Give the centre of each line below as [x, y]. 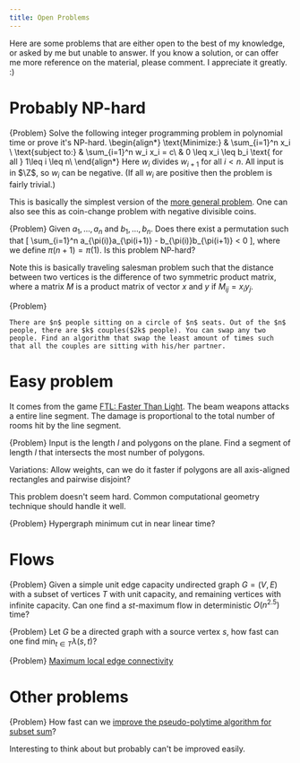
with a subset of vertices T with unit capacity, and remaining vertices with [146, 594]
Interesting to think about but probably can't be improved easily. [128, 749]
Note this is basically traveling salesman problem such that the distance [141, 267]
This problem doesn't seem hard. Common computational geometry [134, 496]
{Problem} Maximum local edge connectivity [91, 661]
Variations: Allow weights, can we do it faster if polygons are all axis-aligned [150, 469]
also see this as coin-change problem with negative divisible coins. [133, 212]
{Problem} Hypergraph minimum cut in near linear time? [112, 523]
